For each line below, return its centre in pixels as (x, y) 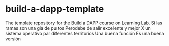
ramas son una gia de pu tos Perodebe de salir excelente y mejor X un (78, 28)
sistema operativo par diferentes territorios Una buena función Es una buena (85, 33)
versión (13, 39)
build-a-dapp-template (55, 9)
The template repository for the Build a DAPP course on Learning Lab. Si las (84, 23)
